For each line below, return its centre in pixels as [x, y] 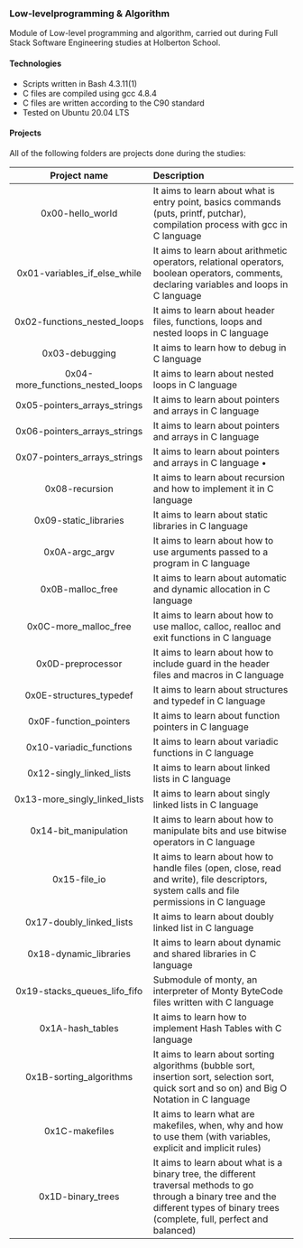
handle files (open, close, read [217, 868]
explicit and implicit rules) [207, 1148]
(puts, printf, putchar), [199, 213]
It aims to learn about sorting [214, 1054]
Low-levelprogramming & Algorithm [89, 14]
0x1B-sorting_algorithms [79, 1076]
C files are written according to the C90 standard [113, 103]
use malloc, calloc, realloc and [217, 626]
